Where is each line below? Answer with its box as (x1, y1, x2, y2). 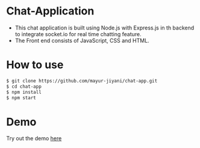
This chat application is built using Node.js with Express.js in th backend (14, 24, 195, 31)
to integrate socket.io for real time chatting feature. (14, 30, 142, 37)
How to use (6, 58, 64, 72)
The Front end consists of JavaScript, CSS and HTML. (14, 37, 149, 44)
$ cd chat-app (6, 83, 42, 90)
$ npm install (6, 89, 42, 95)
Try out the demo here (6, 135, 62, 142)
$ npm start (6, 94, 36, 100)
